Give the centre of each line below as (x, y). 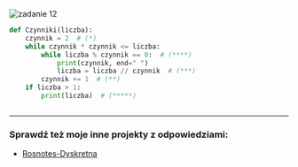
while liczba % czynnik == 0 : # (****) (117, 55)
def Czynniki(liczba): (51, 30)
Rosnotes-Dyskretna (59, 154)
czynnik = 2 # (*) (61, 38)
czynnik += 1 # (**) (81, 80)
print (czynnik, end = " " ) (102, 63)
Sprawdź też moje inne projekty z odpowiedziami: (119, 134)
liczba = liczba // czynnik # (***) (126, 71)
